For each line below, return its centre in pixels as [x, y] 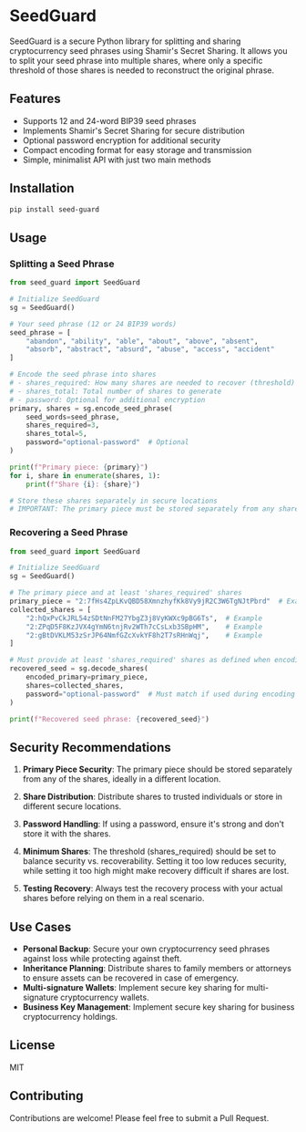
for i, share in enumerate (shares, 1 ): [85, 475]
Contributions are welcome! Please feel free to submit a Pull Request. [139, 1117]
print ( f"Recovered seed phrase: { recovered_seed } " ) [109, 719]
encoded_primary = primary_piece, [87, 677]
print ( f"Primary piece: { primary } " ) [79, 467]
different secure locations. [72, 806]
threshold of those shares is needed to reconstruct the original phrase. [142, 70]
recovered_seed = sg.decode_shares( [79, 669]
